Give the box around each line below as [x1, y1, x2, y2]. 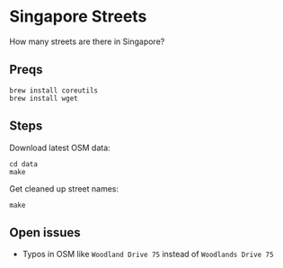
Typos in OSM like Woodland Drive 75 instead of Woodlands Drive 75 [22, 249, 274, 260]
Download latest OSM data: [9, 142, 111, 153]
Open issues [9, 225, 81, 240]
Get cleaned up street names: [9, 183, 119, 194]
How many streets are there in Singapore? [9, 36, 165, 47]
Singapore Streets [9, 6, 147, 27]
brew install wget [9, 94, 78, 103]
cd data [9, 159, 39, 168]
